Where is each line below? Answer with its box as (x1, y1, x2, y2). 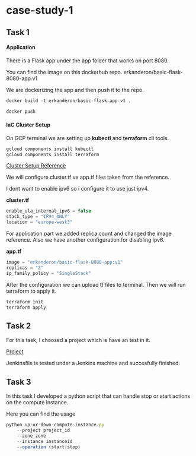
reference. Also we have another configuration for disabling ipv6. (6, 236, 165, 243)
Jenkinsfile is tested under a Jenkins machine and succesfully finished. (6, 360, 181, 367)
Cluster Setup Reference (6, 162, 66, 169)
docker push (6, 108, 36, 115)
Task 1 (6, 27, 30, 37)
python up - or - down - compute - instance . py (6, 422, 105, 428)
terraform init (6, 299, 44, 305)
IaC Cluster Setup (6, 121, 50, 128)
